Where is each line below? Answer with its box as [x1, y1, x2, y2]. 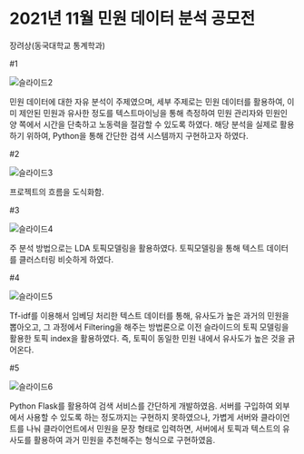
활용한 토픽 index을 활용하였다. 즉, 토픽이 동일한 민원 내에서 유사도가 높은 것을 [9, 332, 286, 343]
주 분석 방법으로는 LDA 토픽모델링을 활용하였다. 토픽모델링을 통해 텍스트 [9, 242, 265, 253]
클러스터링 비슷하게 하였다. [18, 253, 114, 264]
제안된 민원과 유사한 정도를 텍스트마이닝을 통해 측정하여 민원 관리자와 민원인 [18, 107, 289, 118]
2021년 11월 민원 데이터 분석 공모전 [9, 8, 256, 29]
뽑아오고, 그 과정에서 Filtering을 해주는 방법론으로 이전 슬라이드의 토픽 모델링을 [9, 321, 289, 332]
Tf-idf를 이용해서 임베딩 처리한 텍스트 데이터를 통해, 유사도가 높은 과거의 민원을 [9, 310, 289, 321]
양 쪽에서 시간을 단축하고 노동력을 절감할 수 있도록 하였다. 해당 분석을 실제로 [9, 119, 279, 130]
